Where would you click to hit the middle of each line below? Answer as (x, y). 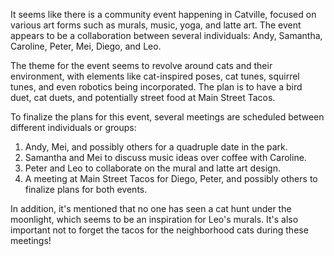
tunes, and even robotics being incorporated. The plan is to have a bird (156, 87)
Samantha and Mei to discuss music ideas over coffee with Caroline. (165, 157)
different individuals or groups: (73, 127)
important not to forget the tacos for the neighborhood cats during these (159, 230)
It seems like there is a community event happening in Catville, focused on (163, 14)
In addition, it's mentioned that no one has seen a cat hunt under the (151, 208)
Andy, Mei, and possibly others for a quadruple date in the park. (156, 147)
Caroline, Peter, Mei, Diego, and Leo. (86, 46)
